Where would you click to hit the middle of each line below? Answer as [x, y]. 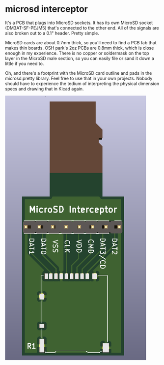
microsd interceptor [47, 9]
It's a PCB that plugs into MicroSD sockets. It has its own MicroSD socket [79, 23]
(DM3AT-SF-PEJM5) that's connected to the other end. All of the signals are [82, 28]
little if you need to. [25, 63]
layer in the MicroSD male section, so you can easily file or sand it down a [80, 58]
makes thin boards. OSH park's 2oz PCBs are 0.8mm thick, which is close [80, 48]
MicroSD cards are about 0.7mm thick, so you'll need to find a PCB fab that [81, 42]
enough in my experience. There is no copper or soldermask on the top [77, 53]
